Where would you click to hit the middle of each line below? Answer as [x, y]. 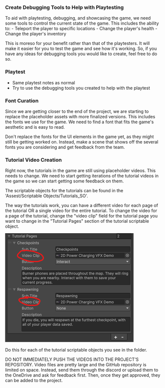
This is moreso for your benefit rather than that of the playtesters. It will [78, 43]
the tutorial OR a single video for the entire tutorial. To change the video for [81, 211]
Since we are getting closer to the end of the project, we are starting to [77, 111]
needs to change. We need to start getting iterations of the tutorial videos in [82, 176]
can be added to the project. [34, 381]
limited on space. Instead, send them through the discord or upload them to [82, 370]
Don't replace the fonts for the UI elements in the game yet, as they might [80, 137]
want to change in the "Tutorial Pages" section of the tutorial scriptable [77, 221]
